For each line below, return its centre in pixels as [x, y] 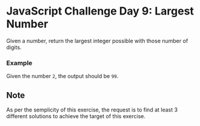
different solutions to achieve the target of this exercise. [76, 116]
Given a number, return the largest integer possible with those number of [97, 41]
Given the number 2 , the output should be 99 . [62, 76]
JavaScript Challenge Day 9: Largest [100, 11]
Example [19, 63]
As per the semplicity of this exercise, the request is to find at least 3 [92, 110]
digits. [14, 47]
